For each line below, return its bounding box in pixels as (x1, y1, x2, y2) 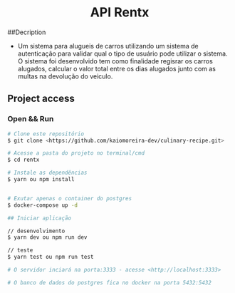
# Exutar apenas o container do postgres (7, 195, 132, 202)
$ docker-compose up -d (7, 201, 78, 209)
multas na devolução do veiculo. (17, 72, 113, 81)
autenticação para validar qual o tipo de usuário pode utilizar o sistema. (17, 49, 228, 58)
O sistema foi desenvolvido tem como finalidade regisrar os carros (17, 56, 214, 65)
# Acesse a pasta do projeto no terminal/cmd (7, 150, 145, 157)
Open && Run (7, 114, 54, 124)
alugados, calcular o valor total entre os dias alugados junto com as (17, 64, 216, 73)
